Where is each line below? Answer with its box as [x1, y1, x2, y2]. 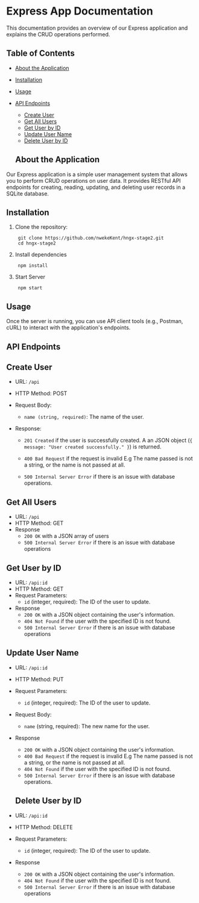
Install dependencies [14, 251, 68, 258]
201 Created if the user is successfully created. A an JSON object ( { [24, 437, 193, 444]
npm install [17, 263, 48, 269]
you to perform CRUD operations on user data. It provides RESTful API [6, 177, 181, 184]
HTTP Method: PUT [14, 675, 65, 683]
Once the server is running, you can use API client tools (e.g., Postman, [6, 318, 183, 325]
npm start [17, 285, 43, 291]
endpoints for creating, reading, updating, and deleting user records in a [6, 183, 186, 191]
